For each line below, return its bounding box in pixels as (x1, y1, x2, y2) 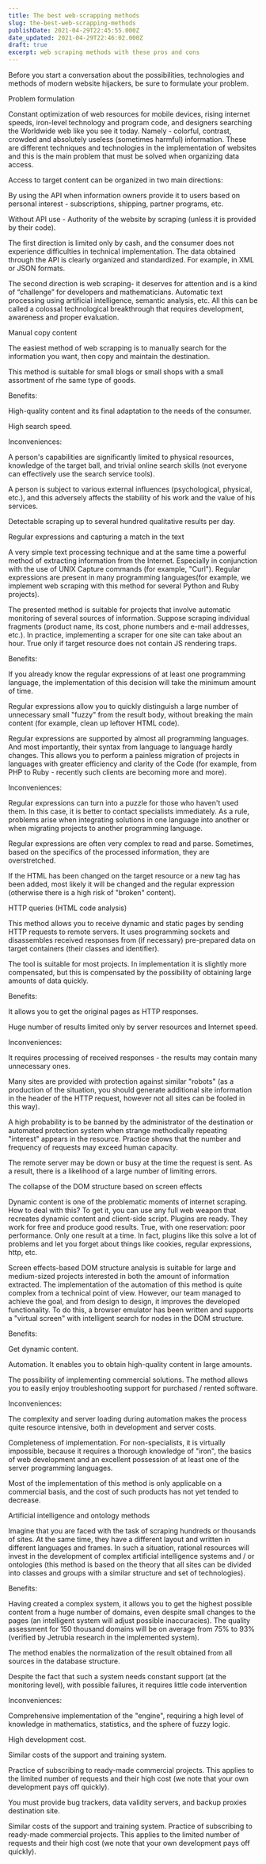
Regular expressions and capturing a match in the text (8, 532, 184, 542)
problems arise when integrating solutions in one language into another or (8, 815, 249, 825)
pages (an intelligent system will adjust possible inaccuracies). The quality (8, 1616, 251, 1625)
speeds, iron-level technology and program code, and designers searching (8, 118, 253, 127)
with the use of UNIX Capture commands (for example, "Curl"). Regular (8, 565, 241, 573)
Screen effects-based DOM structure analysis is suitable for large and (8, 1263, 236, 1273)
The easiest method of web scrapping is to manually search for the (8, 343, 227, 353)
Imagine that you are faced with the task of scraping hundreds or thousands (8, 1526, 256, 1535)
